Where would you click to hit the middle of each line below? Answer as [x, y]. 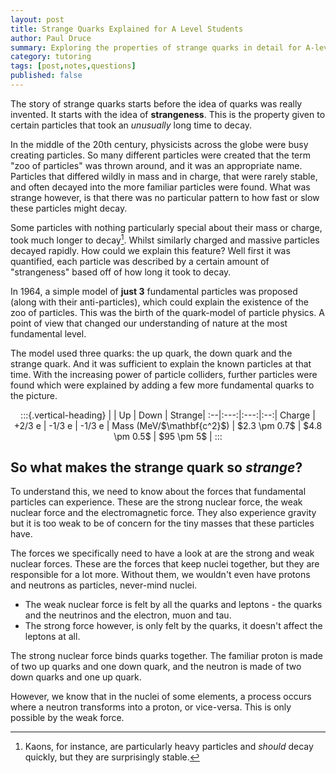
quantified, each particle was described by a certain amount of [140, 261]
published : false [46, 76]
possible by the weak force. [67, 718]
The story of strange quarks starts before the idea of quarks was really [156, 103]
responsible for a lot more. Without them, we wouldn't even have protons [160, 575]
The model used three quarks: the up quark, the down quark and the [151, 353]
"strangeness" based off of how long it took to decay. [121, 272]
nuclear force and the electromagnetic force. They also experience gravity [163, 513]
